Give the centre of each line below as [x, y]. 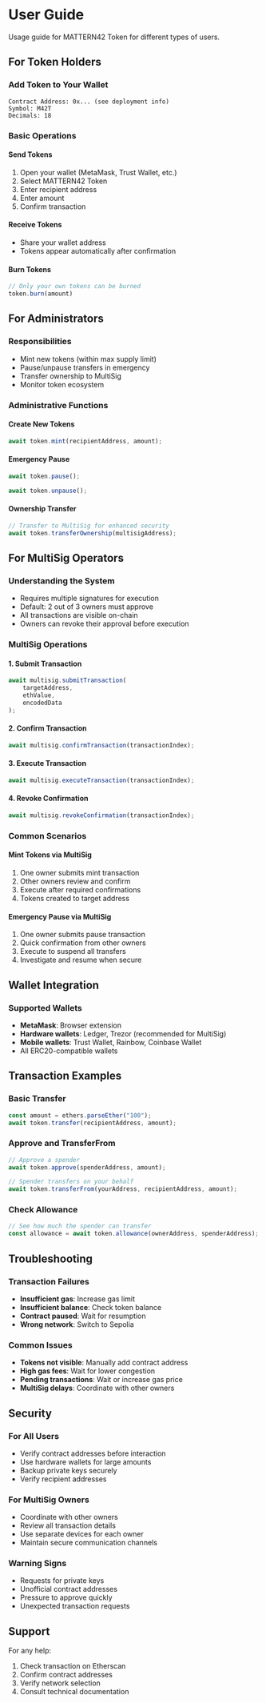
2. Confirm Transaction [48, 728]
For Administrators [56, 319]
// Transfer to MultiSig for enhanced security [89, 526]
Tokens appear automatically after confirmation [98, 250]
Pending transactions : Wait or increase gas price [101, 1380]
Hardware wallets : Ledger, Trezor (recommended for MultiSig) [123, 1033]
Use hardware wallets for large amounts [85, 1461]
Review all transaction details [67, 1525]
